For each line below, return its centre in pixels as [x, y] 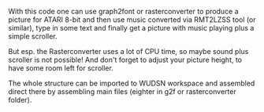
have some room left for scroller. [61, 68]
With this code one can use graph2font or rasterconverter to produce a [123, 11]
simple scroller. [33, 36]
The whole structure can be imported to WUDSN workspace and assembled [132, 83]
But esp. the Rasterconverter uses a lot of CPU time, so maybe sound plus [128, 51]
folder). [20, 100]
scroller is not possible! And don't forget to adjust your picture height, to [125, 60]
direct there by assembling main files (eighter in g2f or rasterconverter [122, 92]
